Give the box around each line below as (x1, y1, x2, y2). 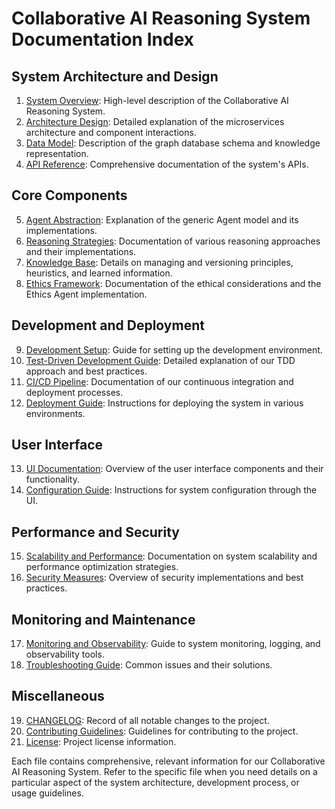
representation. (25, 148, 89, 159)
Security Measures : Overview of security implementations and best (25, 572, 304, 584)
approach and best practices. (25, 365, 148, 377)
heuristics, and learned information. (25, 267, 173, 279)
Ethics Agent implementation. (25, 288, 148, 300)
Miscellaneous (11, 688, 105, 705)
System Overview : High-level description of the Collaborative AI (25, 95, 289, 106)
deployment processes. (25, 386, 124, 398)
